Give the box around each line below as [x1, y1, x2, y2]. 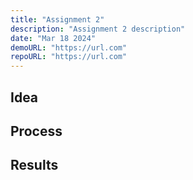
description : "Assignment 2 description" [10, 24, 186, 34]
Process [10, 122, 63, 140]
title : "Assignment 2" [10, 14, 105, 25]
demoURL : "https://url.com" [10, 42, 128, 53]
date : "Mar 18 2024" [10, 33, 97, 43]
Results [10, 157, 59, 174]
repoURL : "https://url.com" [10, 52, 128, 62]
